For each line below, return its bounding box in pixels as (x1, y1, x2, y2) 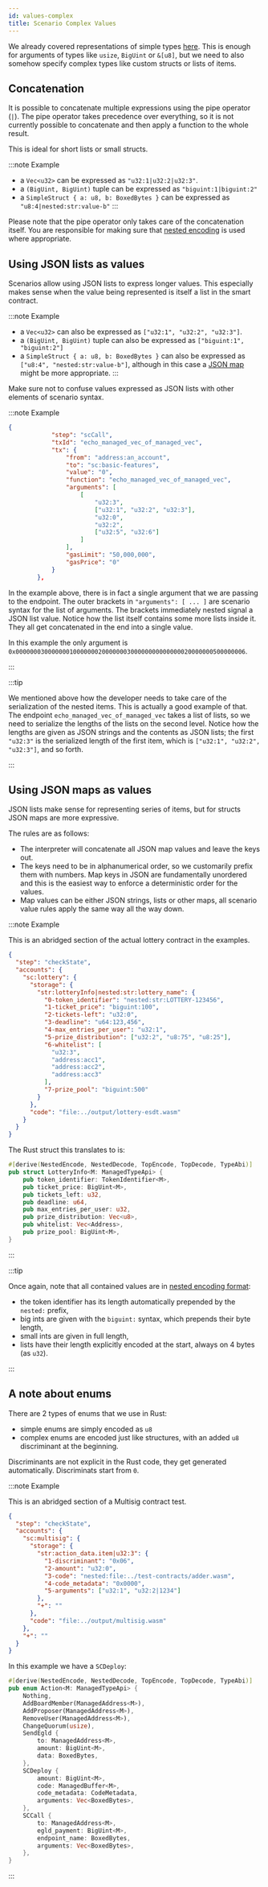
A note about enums (8, 1387, 112, 1401)
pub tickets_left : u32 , (22, 1191, 103, 1199)
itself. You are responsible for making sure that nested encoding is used (8, 225, 246, 235)
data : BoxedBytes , (37, 1752, 99, 1760)
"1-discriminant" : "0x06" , (43, 1557, 135, 1565)
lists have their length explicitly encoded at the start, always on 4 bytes (19, 1340, 255, 1349)
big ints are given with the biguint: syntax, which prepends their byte (19, 1314, 251, 1323)
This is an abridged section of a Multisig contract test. (8, 1497, 187, 1506)
